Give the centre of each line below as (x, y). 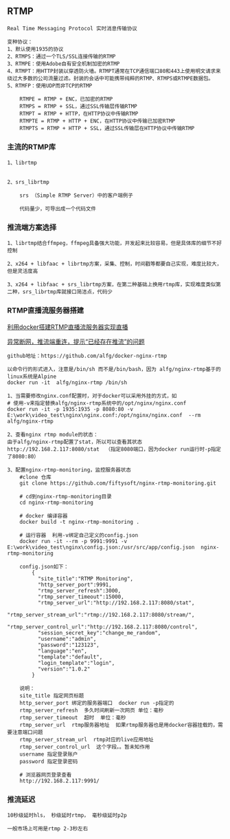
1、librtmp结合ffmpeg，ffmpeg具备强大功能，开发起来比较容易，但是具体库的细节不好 (114, 244)
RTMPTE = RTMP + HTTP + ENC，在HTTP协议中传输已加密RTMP (97, 121)
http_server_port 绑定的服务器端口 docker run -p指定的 (97, 703)
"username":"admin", (67, 639)
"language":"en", (62, 651)
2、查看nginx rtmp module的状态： (53, 434)
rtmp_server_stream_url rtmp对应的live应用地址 (87, 739)
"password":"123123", (68, 645)
